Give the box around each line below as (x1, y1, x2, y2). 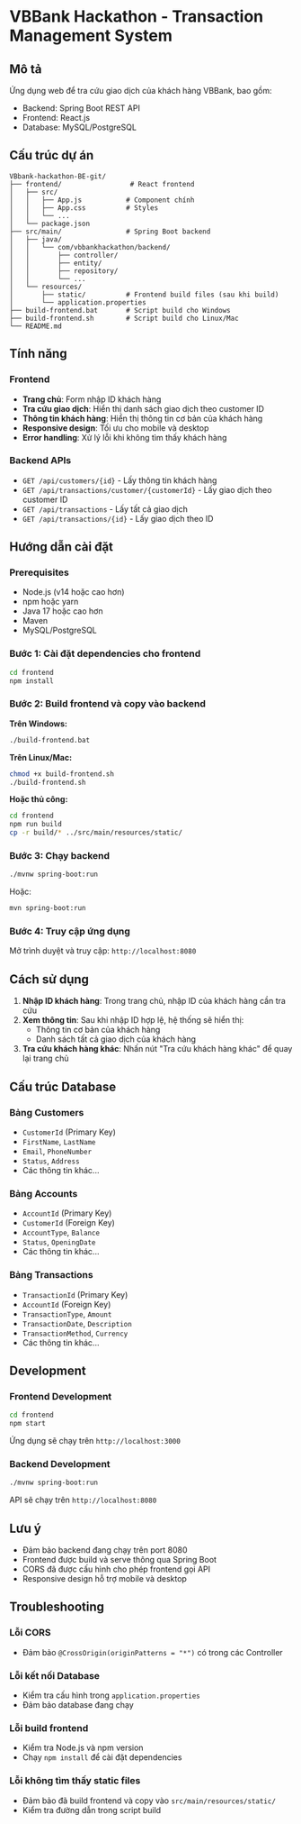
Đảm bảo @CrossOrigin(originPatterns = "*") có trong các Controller (22, 1646, 283, 1657)
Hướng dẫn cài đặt (9, 539, 114, 555)
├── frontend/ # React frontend (9, 179, 195, 188)
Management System (9, 25, 173, 46)
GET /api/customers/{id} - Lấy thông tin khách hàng (22, 475, 217, 486)
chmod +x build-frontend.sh (9, 769, 115, 779)
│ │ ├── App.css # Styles (9, 203, 159, 213)
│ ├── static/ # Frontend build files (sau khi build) (9, 290, 279, 299)
